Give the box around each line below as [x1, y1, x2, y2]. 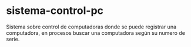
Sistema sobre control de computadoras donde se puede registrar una [6, 23, 177, 30]
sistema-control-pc [6, 4, 104, 17]
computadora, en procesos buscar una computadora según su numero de [6, 29, 185, 36]
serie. [6, 35, 20, 42]
